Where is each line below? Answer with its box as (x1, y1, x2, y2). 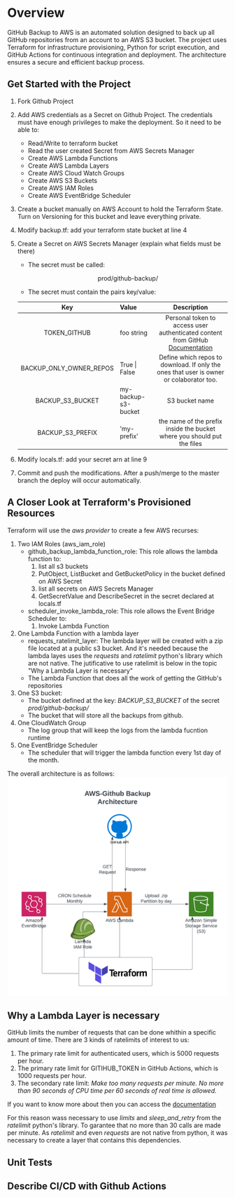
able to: (17, 125, 40, 134)
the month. (27, 755, 59, 764)
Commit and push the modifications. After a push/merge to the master (17, 469, 220, 477)
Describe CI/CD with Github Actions (7, 1180, 166, 1192)
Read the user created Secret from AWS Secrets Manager (27, 146, 194, 155)
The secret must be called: (27, 260, 105, 269)
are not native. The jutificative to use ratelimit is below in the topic (27, 659, 218, 667)
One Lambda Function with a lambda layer (17, 629, 139, 638)
